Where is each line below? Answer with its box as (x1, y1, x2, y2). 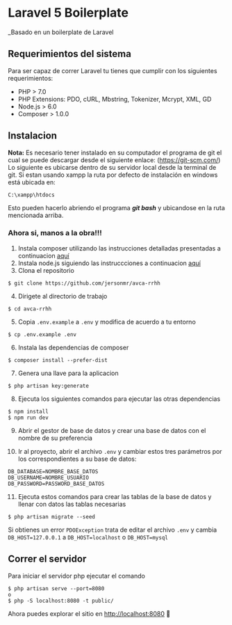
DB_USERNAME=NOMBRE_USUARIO (8, 474, 90, 481)
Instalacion (8, 130, 58, 142)
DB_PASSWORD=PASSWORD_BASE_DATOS (8, 480, 105, 487)
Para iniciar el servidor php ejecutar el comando (8, 571, 145, 580)
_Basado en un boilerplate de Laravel (8, 28, 114, 36)
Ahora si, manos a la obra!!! (8, 228, 103, 238)
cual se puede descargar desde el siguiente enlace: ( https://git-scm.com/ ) (8, 155, 221, 164)
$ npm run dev (8, 414, 49, 421)
